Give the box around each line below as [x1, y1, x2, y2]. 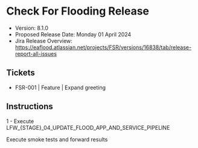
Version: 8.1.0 [14, 24, 48, 32]
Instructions [6, 101, 53, 112]
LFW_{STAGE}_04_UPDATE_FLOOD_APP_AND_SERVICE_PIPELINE [6, 124, 170, 131]
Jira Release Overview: [14, 37, 72, 44]
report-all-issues [14, 50, 57, 57]
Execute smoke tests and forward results [6, 135, 108, 143]
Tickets [6, 68, 35, 78]
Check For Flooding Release [6, 4, 150, 18]
